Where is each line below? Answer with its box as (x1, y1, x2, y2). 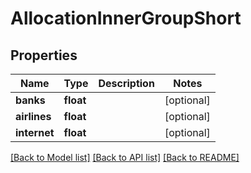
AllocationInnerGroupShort (10, 7, 242, 30)
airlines (15, 110, 52, 123)
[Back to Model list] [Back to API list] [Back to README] (10, 152, 240, 163)
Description (98, 77, 155, 90)
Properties (10, 47, 78, 64)
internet (15, 126, 55, 139)
